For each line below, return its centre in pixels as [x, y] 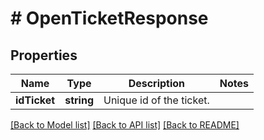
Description [157, 83]
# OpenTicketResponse [109, 18]
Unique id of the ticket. [156, 100]
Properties [44, 55]
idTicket [35, 100]
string [79, 100]
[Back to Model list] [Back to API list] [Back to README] [125, 125]
